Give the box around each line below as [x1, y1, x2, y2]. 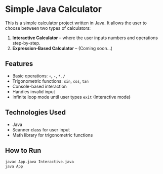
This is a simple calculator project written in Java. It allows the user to [5, 20, 147, 26]
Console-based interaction [12, 83, 67, 89]
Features [5, 59, 33, 68]
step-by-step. [12, 40, 41, 46]
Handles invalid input [12, 88, 55, 95]
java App [5, 164, 23, 169]
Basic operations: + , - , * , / [12, 73, 66, 79]
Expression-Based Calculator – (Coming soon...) [12, 45, 113, 51]
